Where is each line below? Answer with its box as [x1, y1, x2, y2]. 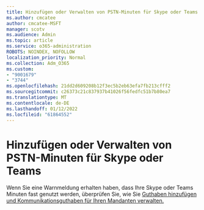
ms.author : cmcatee [6, 15, 56, 21]
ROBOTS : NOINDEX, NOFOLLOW [6, 49, 75, 55]
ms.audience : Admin [6, 32, 56, 38]
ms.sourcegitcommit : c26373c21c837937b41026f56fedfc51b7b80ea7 [6, 89, 171, 95]
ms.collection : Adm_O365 [6, 60, 70, 66]
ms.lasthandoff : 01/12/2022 [6, 105, 78, 112]
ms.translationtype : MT [6, 94, 67, 100]
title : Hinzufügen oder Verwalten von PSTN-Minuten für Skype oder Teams [6, 9, 199, 15]
